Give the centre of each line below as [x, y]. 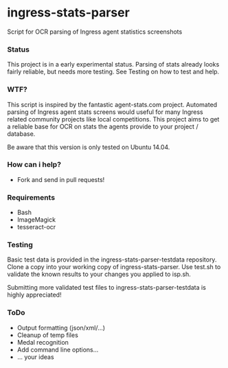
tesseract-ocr [36, 227]
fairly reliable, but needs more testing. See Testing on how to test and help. [113, 72]
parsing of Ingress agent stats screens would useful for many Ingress [105, 112]
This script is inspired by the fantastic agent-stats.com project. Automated [112, 104]
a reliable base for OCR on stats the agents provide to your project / [103, 126]
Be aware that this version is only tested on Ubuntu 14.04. [89, 147]
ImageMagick [36, 220]
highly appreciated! [34, 295]
